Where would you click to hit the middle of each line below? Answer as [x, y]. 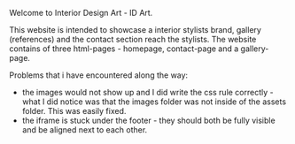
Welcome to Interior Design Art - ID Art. [81, 13]
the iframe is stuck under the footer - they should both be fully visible [149, 120]
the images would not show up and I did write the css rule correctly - [147, 92]
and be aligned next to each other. [85, 130]
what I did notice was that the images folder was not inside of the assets [154, 102]
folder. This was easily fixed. [74, 111]
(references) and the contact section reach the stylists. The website [133, 39]
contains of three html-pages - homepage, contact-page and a [124, 49]
